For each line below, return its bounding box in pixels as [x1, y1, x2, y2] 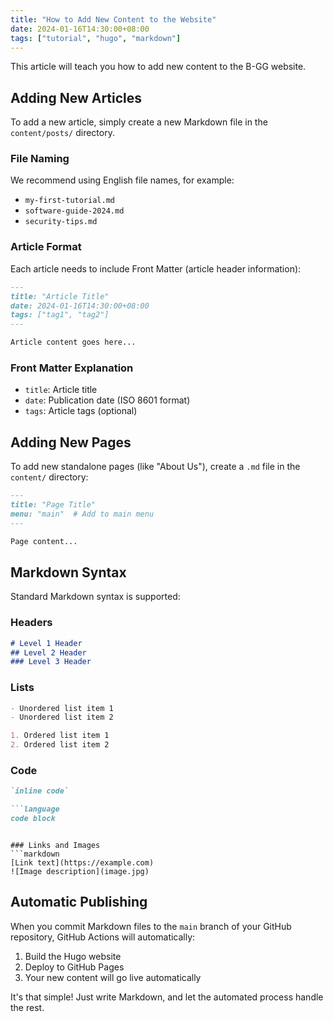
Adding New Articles [10, 89, 143, 106]
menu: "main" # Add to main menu [10, 509, 155, 519]
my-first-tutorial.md [24, 196, 115, 206]
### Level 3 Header [10, 657, 92, 667]
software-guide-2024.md [24, 206, 125, 216]
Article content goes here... [10, 337, 137, 348]
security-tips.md [24, 217, 98, 227]
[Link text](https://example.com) [10, 857, 155, 868]
